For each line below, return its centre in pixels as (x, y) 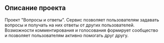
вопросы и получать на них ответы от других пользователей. (70, 25)
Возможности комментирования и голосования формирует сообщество (82, 30)
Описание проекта (35, 8)
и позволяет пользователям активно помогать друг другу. (67, 35)
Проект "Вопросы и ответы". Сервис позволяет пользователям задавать (82, 20)
